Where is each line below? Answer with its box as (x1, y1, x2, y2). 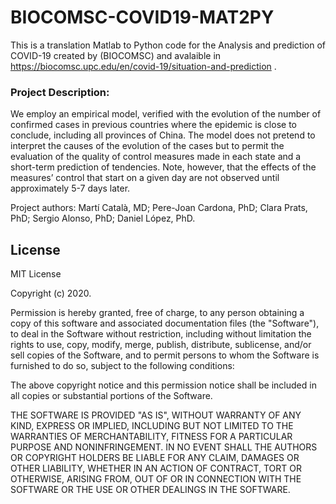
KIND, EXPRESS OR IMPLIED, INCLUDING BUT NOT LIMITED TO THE (10, 420, 294, 432)
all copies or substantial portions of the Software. (10, 390, 213, 402)
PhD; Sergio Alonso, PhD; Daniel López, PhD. (10, 212, 196, 225)
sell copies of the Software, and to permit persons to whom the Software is (10, 349, 320, 361)
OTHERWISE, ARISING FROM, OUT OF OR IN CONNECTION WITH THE (10, 473, 302, 485)
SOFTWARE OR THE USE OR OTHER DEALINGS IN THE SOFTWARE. (10, 484, 291, 496)
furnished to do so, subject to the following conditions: (10, 360, 235, 372)
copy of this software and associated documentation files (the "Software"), (10, 317, 320, 330)
